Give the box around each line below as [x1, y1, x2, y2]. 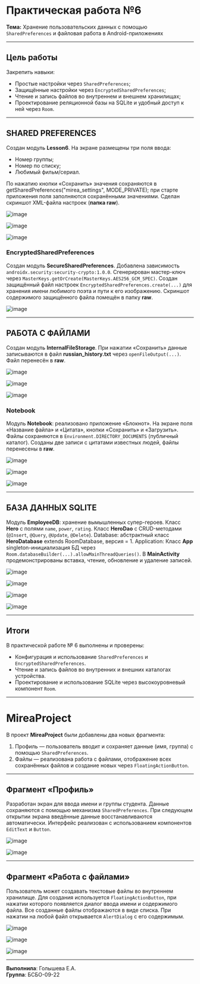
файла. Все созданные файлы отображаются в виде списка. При [6, 906, 171, 914]
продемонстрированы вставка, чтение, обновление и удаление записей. [6, 556, 192, 564]
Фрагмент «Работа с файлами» [6, 872, 130, 882]
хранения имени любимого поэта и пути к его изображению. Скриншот [6, 287, 189, 294]
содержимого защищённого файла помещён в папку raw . [6, 294, 154, 301]
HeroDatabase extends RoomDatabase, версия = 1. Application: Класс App [6, 538, 193, 545]
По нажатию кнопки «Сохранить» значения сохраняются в [6, 180, 157, 187]
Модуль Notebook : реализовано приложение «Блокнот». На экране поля [6, 419, 193, 427]
